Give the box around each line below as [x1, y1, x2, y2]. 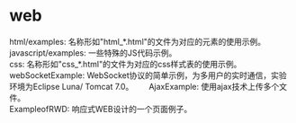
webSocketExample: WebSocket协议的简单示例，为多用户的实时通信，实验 [9, 69, 288, 81]
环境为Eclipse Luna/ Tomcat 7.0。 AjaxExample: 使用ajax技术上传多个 [9, 81, 280, 92]
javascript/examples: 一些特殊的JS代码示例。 [9, 47, 177, 58]
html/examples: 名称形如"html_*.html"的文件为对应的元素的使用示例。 [9, 36, 266, 47]
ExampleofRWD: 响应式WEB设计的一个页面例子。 [9, 103, 193, 114]
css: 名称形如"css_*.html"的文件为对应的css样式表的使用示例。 [9, 58, 242, 69]
